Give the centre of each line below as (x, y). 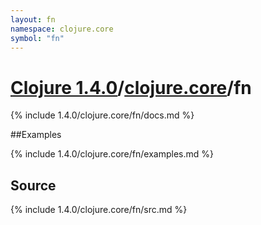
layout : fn (33, 19)
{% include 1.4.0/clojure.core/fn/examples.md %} (112, 154)
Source (33, 185)
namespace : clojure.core (62, 29)
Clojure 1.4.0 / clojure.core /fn (131, 87)
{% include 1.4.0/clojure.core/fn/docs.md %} (102, 115)
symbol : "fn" (37, 38)
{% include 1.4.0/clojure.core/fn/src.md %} (99, 210)
